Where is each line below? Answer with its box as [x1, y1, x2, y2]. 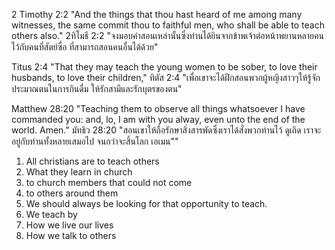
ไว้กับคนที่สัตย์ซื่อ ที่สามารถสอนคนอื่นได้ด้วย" [11, 41, 159, 53]
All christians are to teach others [25, 155, 160, 167]
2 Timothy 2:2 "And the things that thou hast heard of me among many [11, 9, 303, 20]
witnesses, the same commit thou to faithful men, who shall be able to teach [11, 19, 325, 31]
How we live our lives [25, 219, 114, 231]
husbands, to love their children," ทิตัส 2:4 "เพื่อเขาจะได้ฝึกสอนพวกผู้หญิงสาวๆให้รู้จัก [11, 72, 321, 83]
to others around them [25, 187, 119, 199]
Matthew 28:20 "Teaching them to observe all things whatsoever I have [11, 103, 306, 114]
